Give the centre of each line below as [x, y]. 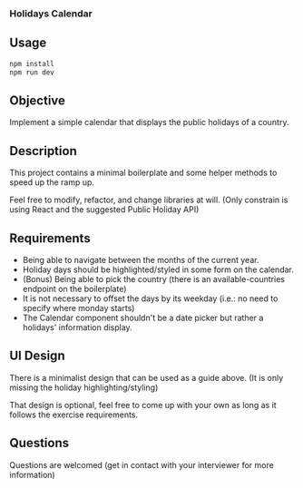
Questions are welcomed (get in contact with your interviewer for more [142, 464]
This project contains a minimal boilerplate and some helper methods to [143, 173]
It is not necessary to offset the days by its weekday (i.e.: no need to [150, 298]
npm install [32, 63]
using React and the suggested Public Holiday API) [104, 210]
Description [43, 151]
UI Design [37, 356]
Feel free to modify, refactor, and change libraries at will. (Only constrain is [149, 200]
